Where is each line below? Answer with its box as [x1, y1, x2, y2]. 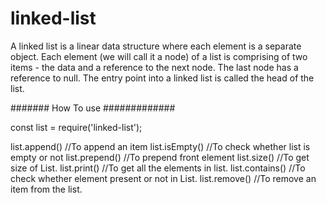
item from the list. [10, 183, 83, 195]
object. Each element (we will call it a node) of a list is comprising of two [10, 50, 308, 62]
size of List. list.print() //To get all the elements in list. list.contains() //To [10, 162, 306, 174]
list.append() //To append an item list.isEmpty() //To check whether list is [10, 140, 311, 152]
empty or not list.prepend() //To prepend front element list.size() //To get [10, 151, 310, 163]
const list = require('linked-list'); [10, 121, 143, 133]
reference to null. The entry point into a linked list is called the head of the [10, 72, 315, 84]
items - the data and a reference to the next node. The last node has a [10, 61, 299, 73]
